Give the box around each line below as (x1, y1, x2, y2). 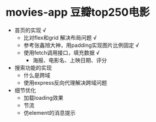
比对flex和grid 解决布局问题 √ (23, 34, 97, 41)
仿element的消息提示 (23, 109, 76, 116)
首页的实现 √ (14, 26, 47, 34)
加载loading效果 (23, 94, 64, 101)
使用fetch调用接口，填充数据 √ (23, 49, 100, 56)
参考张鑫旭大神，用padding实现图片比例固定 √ (23, 41, 140, 49)
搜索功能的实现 (14, 64, 52, 71)
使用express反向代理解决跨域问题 (23, 79, 107, 86)
